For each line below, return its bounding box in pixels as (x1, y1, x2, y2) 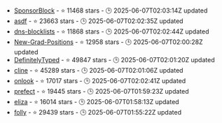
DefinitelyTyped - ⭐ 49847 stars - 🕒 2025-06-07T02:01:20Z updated (13, 56, 215, 64)
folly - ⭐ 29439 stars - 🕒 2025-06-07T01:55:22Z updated (13, 108, 182, 116)
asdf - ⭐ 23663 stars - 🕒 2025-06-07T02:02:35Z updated (13, 17, 183, 25)
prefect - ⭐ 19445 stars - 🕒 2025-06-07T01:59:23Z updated (13, 87, 189, 95)
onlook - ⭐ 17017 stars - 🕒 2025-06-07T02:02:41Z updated (13, 77, 186, 85)
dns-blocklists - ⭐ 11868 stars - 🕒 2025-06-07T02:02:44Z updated (13, 27, 209, 36)
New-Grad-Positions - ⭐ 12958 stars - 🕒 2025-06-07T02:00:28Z (13, 38, 203, 46)
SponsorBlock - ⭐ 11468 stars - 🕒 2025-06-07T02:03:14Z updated (13, 6, 208, 15)
